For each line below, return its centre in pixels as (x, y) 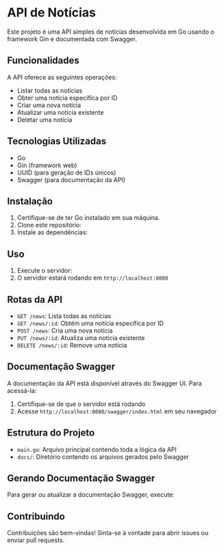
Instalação (30, 201)
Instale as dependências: (52, 232)
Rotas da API (35, 299)
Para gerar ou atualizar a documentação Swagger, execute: (91, 495)
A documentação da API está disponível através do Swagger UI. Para (104, 383)
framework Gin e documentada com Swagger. (72, 38)
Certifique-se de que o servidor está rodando (81, 404)
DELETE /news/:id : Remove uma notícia (72, 345)
